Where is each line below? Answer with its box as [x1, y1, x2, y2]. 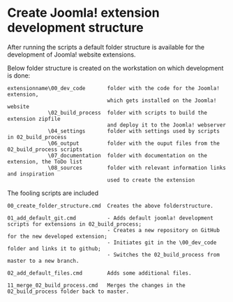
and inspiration [7, 170, 54, 178]
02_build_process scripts [7, 145, 82, 153]
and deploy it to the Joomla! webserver [107, 121, 227, 129]
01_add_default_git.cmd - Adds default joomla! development [7, 215, 214, 222]
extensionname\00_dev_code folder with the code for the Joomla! [7, 85, 220, 92]
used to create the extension [107, 176, 195, 183]
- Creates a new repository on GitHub [107, 226, 220, 233]
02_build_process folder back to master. [7, 288, 130, 295]
